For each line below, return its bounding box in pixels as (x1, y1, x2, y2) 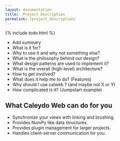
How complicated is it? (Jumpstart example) (12, 87, 102, 93)
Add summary (12, 40, 41, 46)
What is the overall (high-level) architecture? (12, 66, 103, 72)
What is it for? (12, 45, 41, 51)
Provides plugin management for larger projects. (12, 125, 111, 131)
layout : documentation (5, 7, 52, 12)
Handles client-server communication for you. (12, 130, 106, 136)
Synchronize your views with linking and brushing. (12, 114, 115, 120)
